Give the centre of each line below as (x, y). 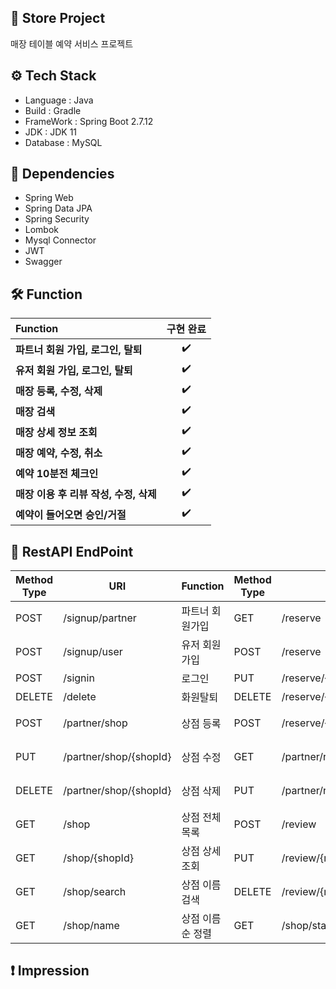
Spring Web (49, 198)
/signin (79, 678)
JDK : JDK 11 (51, 132)
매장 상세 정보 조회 (56, 432)
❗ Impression (50, 971)
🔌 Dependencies (62, 174)
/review (299, 824)
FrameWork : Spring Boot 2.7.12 (89, 121)
